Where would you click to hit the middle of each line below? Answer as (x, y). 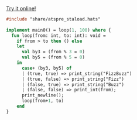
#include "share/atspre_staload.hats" (53, 19)
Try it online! (21, 8)
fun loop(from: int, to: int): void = (59, 35)
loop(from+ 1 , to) (43, 101)
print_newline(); (43, 95)
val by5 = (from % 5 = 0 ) (53, 57)
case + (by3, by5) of (47, 68)
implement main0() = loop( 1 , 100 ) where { (59, 30)
